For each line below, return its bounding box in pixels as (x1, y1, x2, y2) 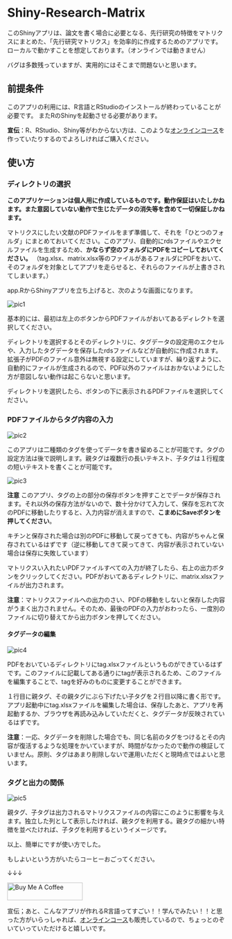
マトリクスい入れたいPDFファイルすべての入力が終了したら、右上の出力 (7, 563, 213, 572)
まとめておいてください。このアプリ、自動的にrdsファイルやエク (30, 237, 216, 245)
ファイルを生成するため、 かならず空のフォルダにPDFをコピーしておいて (12, 246, 219, 254)
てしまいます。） (7, 271, 53, 280)
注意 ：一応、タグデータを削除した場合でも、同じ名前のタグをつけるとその (7, 733, 220, 741)
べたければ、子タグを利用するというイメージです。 (25, 825, 171, 834)
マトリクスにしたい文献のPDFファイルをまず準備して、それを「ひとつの (7, 229, 213, 237)
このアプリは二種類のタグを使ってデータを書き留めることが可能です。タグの (7, 445, 225, 454)
